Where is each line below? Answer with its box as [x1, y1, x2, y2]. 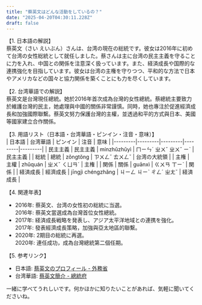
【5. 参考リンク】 [6, 252, 49, 259]
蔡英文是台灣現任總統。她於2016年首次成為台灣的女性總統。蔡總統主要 [6, 95, 182, 102]
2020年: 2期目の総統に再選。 [14, 231, 88, 239]
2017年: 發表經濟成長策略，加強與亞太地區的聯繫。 [14, 224, 141, 231]
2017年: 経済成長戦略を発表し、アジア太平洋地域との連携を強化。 [14, 216, 177, 224]
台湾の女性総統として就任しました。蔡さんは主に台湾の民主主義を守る [11, 52, 185, 60]
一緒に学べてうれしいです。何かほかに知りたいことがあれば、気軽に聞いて [6, 285, 189, 292]
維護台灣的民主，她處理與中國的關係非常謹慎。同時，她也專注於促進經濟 [11, 103, 191, 110]
